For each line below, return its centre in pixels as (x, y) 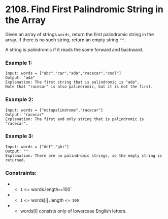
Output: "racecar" (25, 115)
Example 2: (19, 99)
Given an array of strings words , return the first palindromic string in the (80, 34)
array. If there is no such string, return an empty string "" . (65, 40)
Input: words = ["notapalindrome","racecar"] (54, 110)
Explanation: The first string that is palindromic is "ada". (72, 83)
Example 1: (19, 63)
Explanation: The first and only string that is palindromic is (75, 119)
